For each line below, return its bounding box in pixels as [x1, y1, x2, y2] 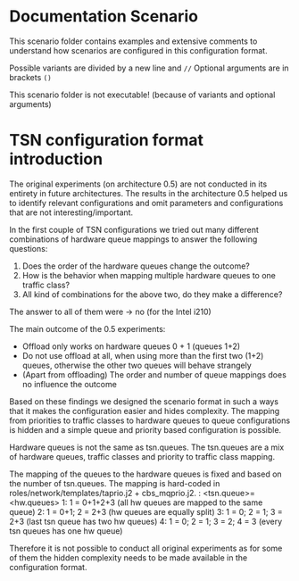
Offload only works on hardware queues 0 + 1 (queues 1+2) [21, 341, 241, 352]
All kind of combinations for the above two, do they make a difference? [21, 288, 283, 300]
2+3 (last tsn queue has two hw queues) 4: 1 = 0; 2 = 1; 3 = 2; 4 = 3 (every [9, 516, 283, 527]
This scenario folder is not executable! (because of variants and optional [9, 89, 276, 100]
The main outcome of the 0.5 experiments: [9, 323, 166, 334]
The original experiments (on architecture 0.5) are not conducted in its [9, 178, 268, 189]
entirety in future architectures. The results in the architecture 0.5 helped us [9, 187, 288, 198]
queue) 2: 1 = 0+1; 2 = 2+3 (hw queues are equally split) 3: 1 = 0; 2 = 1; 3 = [9, 506, 283, 517]
